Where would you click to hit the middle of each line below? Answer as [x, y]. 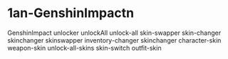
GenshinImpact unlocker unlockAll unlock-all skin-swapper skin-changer [114, 33]
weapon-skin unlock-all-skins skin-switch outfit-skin [84, 48]
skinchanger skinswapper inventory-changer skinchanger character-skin [114, 40]
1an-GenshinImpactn [71, 13]
